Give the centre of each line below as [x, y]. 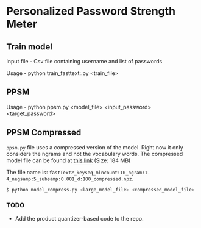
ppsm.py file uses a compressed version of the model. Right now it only [95, 147]
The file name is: [27, 172]
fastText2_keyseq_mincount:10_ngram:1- [100, 173]
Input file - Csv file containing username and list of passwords [84, 61]
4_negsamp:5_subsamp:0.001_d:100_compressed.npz [69, 179]
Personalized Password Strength [91, 11]
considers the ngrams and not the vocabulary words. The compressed [95, 154]
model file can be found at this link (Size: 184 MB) [69, 160]
